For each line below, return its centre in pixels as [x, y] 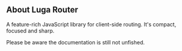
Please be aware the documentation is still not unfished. [76, 42]
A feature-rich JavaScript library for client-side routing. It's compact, [91, 24]
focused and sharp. [30, 31]
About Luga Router [42, 10]
